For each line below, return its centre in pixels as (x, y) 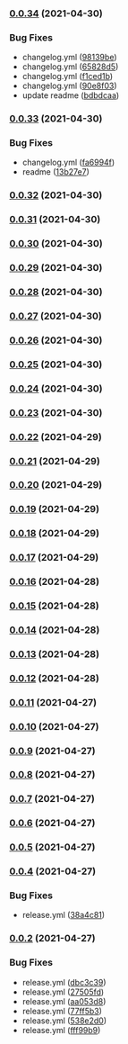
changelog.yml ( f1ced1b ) (68, 76)
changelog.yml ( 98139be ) (69, 58)
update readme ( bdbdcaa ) (71, 95)
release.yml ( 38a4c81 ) (64, 915)
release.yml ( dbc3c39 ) (64, 982)
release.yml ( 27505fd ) (63, 992)
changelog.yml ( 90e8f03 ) (70, 86)
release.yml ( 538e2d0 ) (64, 1021)
